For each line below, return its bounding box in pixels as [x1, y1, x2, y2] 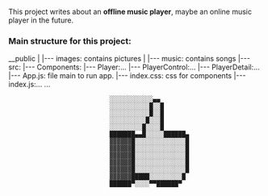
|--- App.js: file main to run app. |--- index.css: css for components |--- [8, 71, 246, 81]
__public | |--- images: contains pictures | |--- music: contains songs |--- [8, 54, 250, 64]
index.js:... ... [8, 80, 51, 90]
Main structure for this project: [8, 35, 132, 47]
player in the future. [8, 15, 74, 25]
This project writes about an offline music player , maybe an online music [8, 7, 253, 16]
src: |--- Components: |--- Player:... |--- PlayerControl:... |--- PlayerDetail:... [8, 62, 260, 72]
